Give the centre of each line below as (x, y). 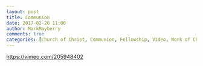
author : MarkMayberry (34, 28)
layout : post (23, 12)
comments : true (25, 34)
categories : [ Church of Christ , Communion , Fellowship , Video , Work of (98, 40)
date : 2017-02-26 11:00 (36, 23)
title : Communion (28, 17)
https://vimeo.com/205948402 (45, 57)
